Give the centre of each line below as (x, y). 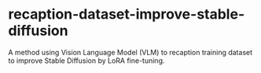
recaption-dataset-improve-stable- (127, 14)
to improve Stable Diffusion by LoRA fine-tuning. (86, 61)
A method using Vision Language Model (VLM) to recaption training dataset (130, 52)
